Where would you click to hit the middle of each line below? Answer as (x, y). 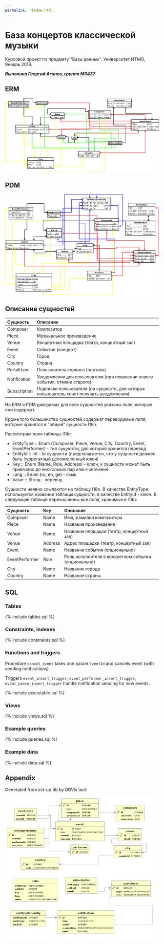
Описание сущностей (40, 309)
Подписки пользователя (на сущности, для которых (91, 388)
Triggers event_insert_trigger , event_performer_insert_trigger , (71, 678)
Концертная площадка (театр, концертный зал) (86, 343)
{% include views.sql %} (30, 716)
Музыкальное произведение (67, 336)
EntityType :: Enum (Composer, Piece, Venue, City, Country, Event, (79, 443)
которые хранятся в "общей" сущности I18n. (51, 425)
